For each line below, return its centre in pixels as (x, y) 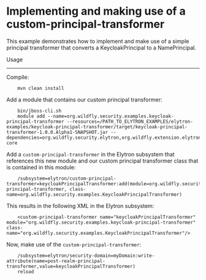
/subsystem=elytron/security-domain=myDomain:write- (86, 256)
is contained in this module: (41, 167)
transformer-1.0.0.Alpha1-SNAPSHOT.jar (57, 132)
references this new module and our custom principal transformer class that (102, 161)
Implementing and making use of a (96, 11)
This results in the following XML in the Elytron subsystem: (80, 205)
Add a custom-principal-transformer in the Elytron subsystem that (90, 154)
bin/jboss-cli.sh (40, 111)
